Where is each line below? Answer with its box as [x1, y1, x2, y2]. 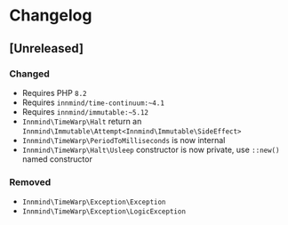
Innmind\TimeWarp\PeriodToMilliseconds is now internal [21, 134, 226, 145]
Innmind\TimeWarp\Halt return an [21, 116, 142, 126]
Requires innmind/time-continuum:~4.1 [21, 97, 164, 108]
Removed [9, 175, 52, 188]
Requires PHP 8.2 [21, 87, 87, 98]
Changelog [9, 5, 92, 26]
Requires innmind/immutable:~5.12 [21, 106, 149, 117]
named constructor [21, 153, 93, 165]
